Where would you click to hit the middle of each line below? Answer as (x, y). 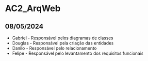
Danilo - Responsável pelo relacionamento (54, 48)
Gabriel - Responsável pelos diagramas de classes (63, 38)
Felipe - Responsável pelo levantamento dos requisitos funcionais (78, 53)
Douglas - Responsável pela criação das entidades (63, 43)
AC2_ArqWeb (33, 8)
